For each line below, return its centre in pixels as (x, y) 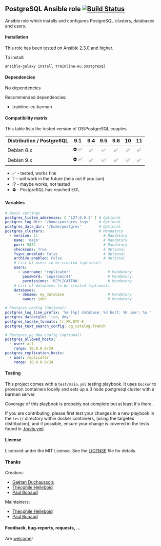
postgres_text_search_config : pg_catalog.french (55, 326)
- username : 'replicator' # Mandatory (75, 272)
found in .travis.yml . (25, 429)
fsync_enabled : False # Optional (70, 254)
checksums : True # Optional (70, 249)
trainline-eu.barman (32, 107)
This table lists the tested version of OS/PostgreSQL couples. (66, 129)
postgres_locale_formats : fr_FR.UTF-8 (44, 322)
